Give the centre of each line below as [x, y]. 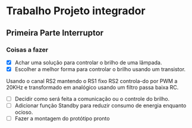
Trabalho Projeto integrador [76, 11]
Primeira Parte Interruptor [55, 33]
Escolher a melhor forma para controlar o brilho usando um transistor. [100, 69]
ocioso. [24, 112]
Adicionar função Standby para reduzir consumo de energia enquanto [100, 105]
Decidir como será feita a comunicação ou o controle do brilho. [92, 99]
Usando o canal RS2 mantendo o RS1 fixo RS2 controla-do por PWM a [92, 81]
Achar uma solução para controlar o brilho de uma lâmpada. [88, 62]
